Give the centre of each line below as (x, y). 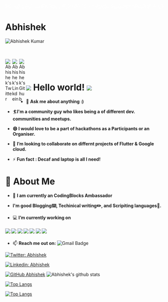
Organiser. (24, 134)
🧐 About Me (30, 182)
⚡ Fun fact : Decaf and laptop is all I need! (56, 159)
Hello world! (59, 88)
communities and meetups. (42, 119)
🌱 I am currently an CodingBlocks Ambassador (62, 195)
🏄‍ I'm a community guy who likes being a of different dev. (74, 112)
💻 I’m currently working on (42, 218)
